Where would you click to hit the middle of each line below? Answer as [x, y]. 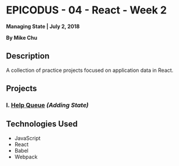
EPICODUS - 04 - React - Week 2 [87, 10]
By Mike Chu [22, 37]
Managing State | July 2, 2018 [43, 26]
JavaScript [27, 138]
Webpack [26, 157]
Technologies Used [42, 124]
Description [28, 56]
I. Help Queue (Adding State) [48, 105]
